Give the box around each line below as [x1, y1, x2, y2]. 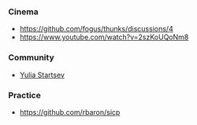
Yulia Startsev [19, 70, 65, 79]
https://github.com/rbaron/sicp [19, 107, 121, 116]
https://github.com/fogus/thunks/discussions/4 [19, 24, 173, 34]
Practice [8, 90, 41, 101]
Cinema [8, 6, 39, 17]
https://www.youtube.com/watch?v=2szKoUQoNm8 [19, 32, 189, 42]
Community [8, 52, 54, 63]
